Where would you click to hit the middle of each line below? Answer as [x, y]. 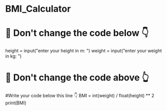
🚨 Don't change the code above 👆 [77, 78]
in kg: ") [13, 56]
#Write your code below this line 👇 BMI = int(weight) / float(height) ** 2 [80, 96]
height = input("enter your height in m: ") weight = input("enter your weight [84, 51]
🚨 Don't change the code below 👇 [77, 33]
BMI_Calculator [38, 9]
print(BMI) [16, 103]
